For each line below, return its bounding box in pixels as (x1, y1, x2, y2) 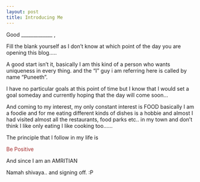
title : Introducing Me (6, 14, 63, 20)
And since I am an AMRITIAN (6, 157, 78, 164)
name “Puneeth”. (6, 73, 48, 80)
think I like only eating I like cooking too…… (6, 122, 113, 129)
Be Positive (6, 145, 34, 153)
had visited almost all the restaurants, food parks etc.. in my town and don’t (6, 115, 193, 123)
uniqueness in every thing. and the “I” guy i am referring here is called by (6, 67, 187, 74)
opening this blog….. (6, 49, 57, 56)
